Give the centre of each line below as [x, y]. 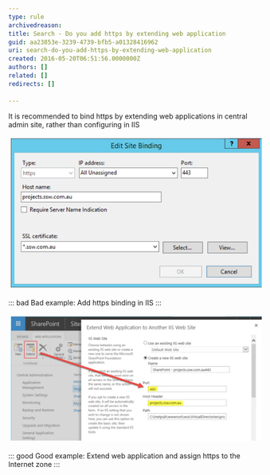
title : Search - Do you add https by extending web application [117, 33]
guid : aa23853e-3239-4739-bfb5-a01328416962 [83, 42]
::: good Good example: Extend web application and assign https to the [124, 456]
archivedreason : [35, 25]
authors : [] [28, 68]
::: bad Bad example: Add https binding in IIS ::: [85, 303]
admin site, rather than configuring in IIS [74, 124]
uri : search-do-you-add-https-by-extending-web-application [110, 51]
